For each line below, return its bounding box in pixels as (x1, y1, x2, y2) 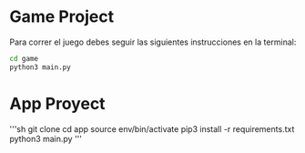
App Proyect (9, 93, 107, 114)
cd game (9, 54, 39, 63)
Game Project (9, 6, 115, 27)
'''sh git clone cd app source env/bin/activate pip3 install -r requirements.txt (9, 123, 295, 134)
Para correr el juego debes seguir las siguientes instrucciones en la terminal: (9, 36, 297, 47)
